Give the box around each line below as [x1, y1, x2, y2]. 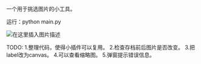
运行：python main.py [6, 18, 61, 25]
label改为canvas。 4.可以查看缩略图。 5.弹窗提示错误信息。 [6, 51, 155, 59]
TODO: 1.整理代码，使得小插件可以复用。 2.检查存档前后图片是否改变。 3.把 [6, 44, 196, 51]
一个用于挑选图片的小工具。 [6, 5, 76, 12]
